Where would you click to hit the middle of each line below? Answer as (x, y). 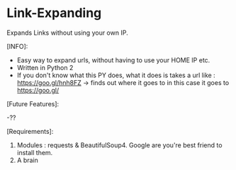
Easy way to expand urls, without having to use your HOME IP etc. (113, 60)
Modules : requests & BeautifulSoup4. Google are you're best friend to (119, 145)
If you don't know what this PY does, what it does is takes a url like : (116, 75)
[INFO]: (17, 46)
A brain (27, 160)
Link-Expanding (54, 13)
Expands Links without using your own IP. (67, 33)
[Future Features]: (33, 103)
